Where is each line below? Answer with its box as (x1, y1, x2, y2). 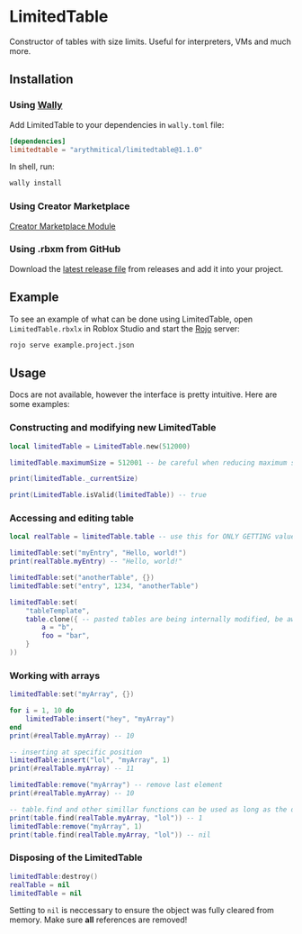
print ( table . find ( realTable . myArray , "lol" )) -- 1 (9, 813, 203, 822)
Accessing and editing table (9, 512, 135, 524)
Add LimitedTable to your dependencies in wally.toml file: (9, 119, 225, 130)
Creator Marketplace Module (9, 221, 116, 231)
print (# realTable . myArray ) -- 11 (9, 764, 135, 774)
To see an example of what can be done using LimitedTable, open (9, 313, 253, 324)
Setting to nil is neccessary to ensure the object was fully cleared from (9, 905, 274, 916)
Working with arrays (9, 669, 101, 682)
